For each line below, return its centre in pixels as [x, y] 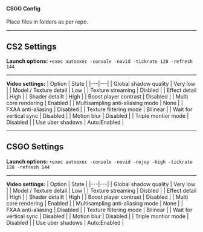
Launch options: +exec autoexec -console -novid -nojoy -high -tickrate [100, 161]
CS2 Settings [31, 46]
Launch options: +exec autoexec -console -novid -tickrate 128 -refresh [100, 61]
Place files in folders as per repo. [47, 22]
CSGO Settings [35, 147]
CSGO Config [24, 8]
